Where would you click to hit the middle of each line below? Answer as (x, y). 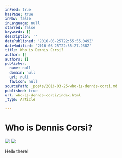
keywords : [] (18, 32)
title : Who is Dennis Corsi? (34, 50)
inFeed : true (18, 9)
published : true (21, 91)
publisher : (16, 63)
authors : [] (17, 59)
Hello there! (16, 151)
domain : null (22, 73)
